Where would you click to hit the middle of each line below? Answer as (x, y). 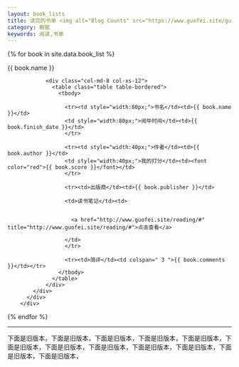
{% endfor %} (28, 317)
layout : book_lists (36, 14)
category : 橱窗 (29, 27)
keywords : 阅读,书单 (36, 34)
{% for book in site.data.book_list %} (61, 54)
